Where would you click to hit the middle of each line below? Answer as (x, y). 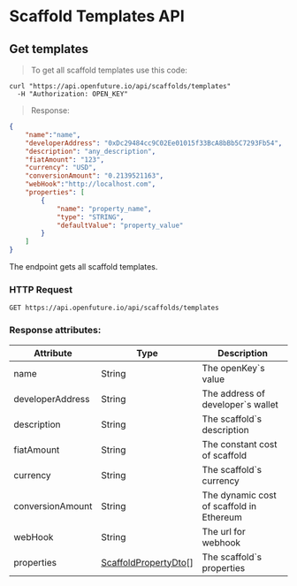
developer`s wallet (240, 404)
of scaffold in (229, 506)
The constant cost (240, 444)
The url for (224, 531)
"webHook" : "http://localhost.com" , (91, 184)
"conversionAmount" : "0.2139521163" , (95, 176)
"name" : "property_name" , (104, 209)
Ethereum (222, 517)
